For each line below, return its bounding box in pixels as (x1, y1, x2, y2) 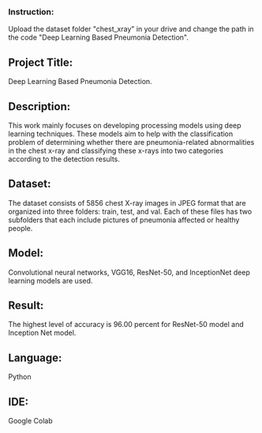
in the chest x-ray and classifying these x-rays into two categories (8, 146, 223, 155)
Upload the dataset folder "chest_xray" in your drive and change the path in (8, 25, 254, 34)
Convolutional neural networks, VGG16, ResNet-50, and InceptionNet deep (8, 268, 250, 277)
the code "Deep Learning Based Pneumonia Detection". (8, 32, 189, 42)
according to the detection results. (8, 154, 121, 164)
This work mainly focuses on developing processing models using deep (8, 120, 242, 130)
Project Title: (8, 55, 73, 69)
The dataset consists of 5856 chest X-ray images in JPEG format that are (8, 198, 246, 207)
